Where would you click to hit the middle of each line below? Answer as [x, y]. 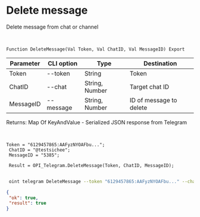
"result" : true [27, 203]
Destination [160, 63]
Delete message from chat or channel [52, 27]
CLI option [62, 63]
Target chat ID [149, 87]
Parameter [25, 63]
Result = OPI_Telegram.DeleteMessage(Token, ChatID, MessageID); [91, 165]
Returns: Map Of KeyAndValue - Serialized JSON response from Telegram [97, 122]
